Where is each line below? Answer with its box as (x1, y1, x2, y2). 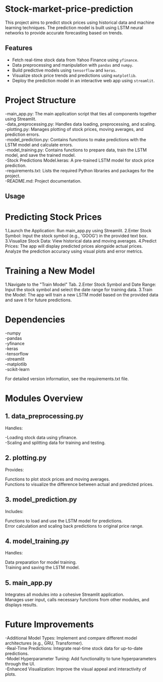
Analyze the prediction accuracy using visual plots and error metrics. (5, 248, 144, 254)
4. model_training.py (5, 537, 70, 545)
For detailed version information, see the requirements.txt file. (5, 376, 129, 382)
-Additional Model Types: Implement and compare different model (5, 635, 137, 641)
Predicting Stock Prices (5, 212, 102, 222)
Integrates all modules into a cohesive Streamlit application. (5, 591, 125, 597)
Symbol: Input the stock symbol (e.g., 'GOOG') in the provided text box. (5, 233, 148, 239)
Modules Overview (5, 393, 83, 404)
